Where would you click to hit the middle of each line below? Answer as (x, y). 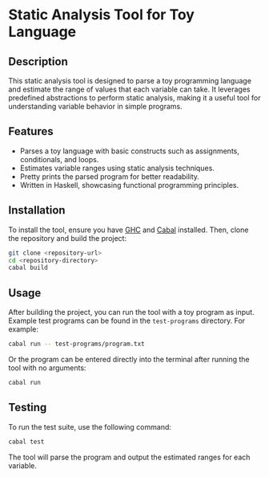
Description (38, 61)
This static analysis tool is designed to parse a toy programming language (130, 81)
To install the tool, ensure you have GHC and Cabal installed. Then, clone (128, 230)
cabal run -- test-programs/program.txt (77, 344)
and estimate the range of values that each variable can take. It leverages (129, 89)
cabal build (28, 268)
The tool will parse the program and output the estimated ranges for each (129, 457)
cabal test (26, 442)
